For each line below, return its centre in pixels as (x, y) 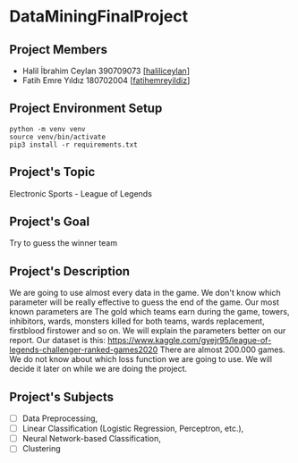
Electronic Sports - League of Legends (81, 193)
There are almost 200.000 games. (222, 349)
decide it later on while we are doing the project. (98, 369)
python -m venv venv (48, 129)
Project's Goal (50, 222)
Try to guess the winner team (64, 243)
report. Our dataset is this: (57, 341)
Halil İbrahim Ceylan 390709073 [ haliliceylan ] (106, 71)
